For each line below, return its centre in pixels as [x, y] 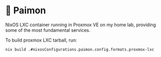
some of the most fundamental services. [48, 30]
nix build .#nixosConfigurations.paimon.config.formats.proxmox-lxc [80, 49]
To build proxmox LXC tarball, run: [41, 40]
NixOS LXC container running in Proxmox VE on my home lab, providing [81, 25]
